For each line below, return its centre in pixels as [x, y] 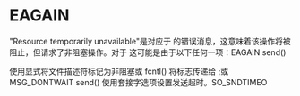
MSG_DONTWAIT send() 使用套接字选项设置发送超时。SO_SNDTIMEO [138, 82]
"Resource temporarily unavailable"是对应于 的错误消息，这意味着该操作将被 [150, 41]
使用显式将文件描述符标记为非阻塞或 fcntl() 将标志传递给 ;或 [119, 71]
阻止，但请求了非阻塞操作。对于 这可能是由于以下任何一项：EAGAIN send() [148, 52]
